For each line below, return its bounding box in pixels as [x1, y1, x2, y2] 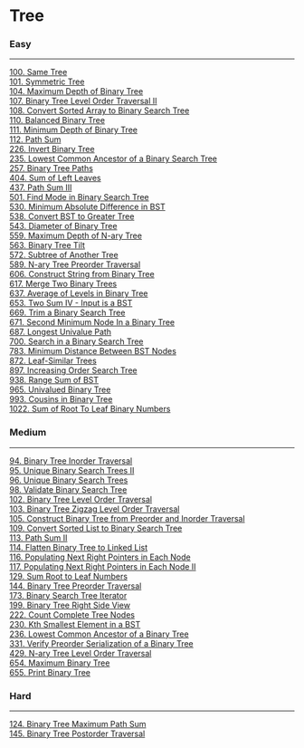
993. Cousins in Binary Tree [9, 394, 113, 405]
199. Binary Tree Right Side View [9, 599, 131, 610]
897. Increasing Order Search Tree [9, 365, 138, 376]
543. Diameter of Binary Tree [9, 221, 118, 232]
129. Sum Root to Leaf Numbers [9, 571, 128, 581]
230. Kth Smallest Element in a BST [9, 619, 141, 629]
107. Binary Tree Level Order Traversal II [9, 96, 157, 107]
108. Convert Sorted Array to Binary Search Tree [9, 105, 190, 116]
